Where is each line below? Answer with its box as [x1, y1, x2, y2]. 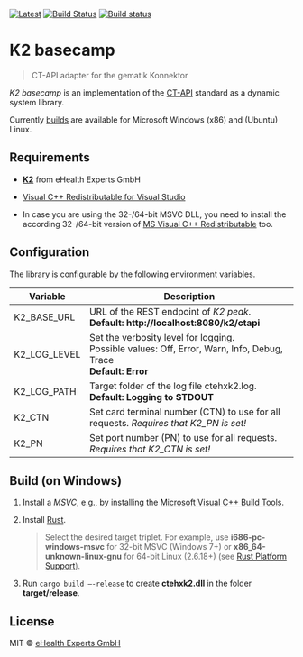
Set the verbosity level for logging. [88, 331, 235, 343]
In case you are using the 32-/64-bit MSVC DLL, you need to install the [22, 208, 287, 220]
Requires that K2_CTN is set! [88, 443, 211, 455]
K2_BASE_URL [14, 311, 76, 324]
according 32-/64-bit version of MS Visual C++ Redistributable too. [22, 218, 273, 229]
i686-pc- [230, 532, 266, 543]
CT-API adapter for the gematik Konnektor [31, 69, 188, 80]
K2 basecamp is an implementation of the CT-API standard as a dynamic [9, 87, 280, 98]
